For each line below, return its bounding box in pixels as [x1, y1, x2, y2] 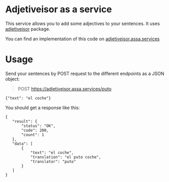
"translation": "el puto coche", [30, 154, 101, 160]
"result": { [12, 119, 38, 124]
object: [5, 75, 20, 82]
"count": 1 [21, 132, 44, 137]
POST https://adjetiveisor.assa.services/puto [17, 86, 112, 92]
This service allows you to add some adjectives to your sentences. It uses [5, 20, 160, 27]
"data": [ [12, 141, 33, 146]
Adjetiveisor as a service [5, 4, 112, 15]
